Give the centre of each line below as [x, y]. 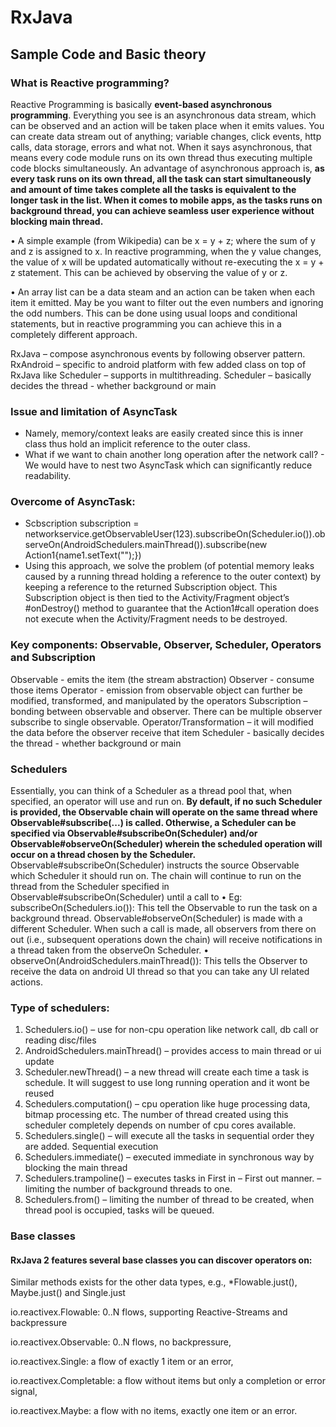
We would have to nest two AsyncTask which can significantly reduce [168, 465]
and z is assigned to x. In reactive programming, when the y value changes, [166, 251]
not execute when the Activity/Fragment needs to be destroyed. [156, 619]
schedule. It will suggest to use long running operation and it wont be [167, 1083]
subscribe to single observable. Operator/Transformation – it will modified [162, 722]
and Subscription [53, 658]
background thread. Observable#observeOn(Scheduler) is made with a [156, 918]
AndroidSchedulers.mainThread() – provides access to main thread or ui [173, 1051]
